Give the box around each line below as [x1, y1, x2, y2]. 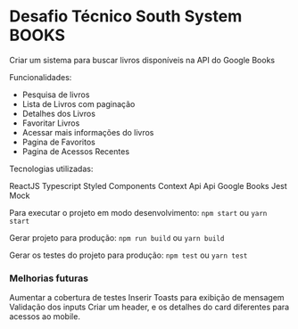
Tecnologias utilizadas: [9, 163, 94, 174]
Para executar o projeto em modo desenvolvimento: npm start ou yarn [9, 207, 268, 218]
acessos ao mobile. [9, 311, 80, 322]
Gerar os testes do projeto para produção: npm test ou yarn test [9, 250, 248, 260]
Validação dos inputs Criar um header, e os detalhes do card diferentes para [9, 301, 290, 313]
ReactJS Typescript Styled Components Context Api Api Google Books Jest [9, 180, 287, 191]
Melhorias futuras [9, 272, 89, 284]
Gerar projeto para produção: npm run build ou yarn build [9, 232, 225, 243]
